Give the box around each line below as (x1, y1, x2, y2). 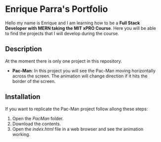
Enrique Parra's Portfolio (5, 3, 108, 15)
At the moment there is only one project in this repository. (5, 58, 122, 64)
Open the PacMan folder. (12, 115, 64, 121)
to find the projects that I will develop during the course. (5, 30, 120, 36)
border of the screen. (12, 78, 56, 84)
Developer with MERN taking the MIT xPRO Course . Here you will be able (5, 25, 157, 31)
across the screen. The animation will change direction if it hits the (12, 73, 148, 79)
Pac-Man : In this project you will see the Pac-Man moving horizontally (12, 68, 156, 73)
